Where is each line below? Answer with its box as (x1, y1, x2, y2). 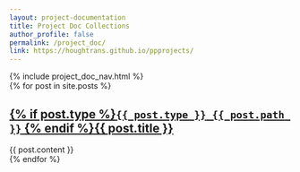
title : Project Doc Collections (9, 21, 130, 30)
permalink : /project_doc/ (9, 38, 106, 47)
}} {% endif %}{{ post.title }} (9, 120, 174, 135)
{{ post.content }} (9, 144, 74, 155)
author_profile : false (9, 30, 94, 39)
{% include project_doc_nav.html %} (9, 71, 144, 82)
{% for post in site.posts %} (9, 81, 112, 91)
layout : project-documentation (9, 13, 126, 22)
